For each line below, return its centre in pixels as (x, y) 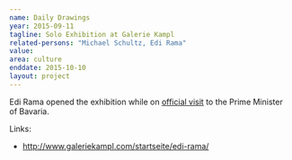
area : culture (36, 59)
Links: (20, 129)
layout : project (40, 76)
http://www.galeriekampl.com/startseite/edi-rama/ (115, 146)
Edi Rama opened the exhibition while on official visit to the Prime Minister (146, 102)
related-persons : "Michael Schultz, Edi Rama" (98, 43)
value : (22, 51)
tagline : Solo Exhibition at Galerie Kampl (92, 34)
